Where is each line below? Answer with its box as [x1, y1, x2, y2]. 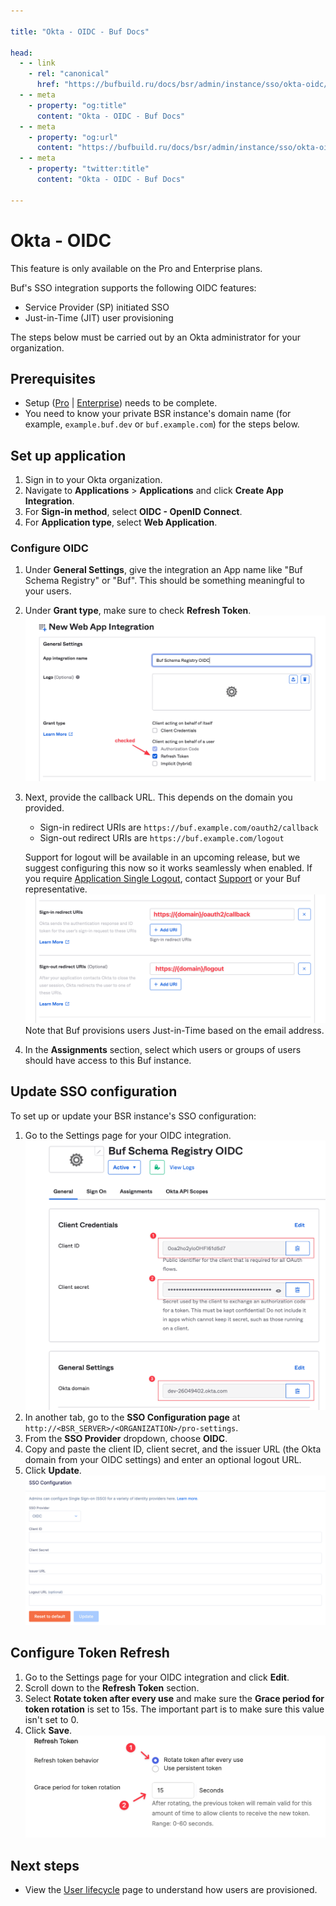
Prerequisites [10, 370, 96, 387]
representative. [24, 883, 88, 895]
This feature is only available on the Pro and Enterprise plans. [10, 262, 263, 274]
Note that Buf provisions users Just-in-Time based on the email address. [24, 1024, 325, 1036]
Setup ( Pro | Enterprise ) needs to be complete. [24, 397, 218, 409]
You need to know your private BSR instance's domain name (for [24, 408, 292, 420]
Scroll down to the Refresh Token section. [24, 1681, 200, 1694]
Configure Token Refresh [10, 1645, 170, 1662]
